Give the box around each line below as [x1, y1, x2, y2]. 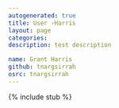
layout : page [8, 26, 52, 34]
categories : [8, 33, 48, 42]
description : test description [8, 41, 112, 49]
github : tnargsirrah [8, 63, 77, 71]
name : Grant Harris [8, 56, 73, 64]
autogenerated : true [8, 11, 77, 20]
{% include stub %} [8, 92, 73, 102]
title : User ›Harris [8, 19, 77, 27]
